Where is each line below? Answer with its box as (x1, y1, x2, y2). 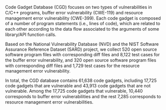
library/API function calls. (5, 32, 56, 37)
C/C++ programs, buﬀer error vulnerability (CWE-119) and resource (5, 10, 143, 15)
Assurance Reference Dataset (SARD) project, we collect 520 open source (5, 46, 157, 52)
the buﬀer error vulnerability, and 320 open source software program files (5, 57, 157, 63)
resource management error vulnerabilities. (5, 99, 94, 105)
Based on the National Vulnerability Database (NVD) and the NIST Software (5, 41, 159, 47)
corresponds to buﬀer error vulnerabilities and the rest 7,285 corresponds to (5, 94, 161, 99)
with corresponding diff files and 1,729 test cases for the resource (5, 63, 140, 69)
